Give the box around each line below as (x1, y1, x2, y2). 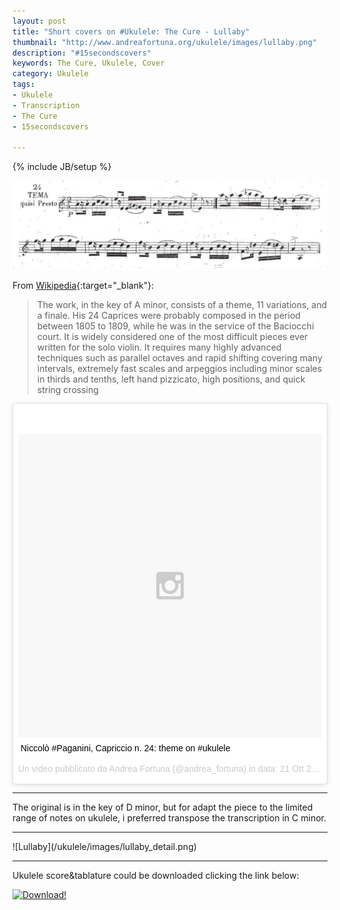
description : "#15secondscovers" (12, 48, 152, 58)
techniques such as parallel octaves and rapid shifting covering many (36, 351, 323, 364)
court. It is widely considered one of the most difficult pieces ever (36, 330, 309, 342)
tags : (12, 80, 35, 90)
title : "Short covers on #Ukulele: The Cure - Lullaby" (12, 26, 250, 37)
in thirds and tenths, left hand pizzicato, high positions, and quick (36, 373, 306, 385)
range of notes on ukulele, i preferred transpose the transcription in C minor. (12, 811, 327, 824)
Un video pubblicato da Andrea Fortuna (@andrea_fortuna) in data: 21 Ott (18, 763, 305, 774)
